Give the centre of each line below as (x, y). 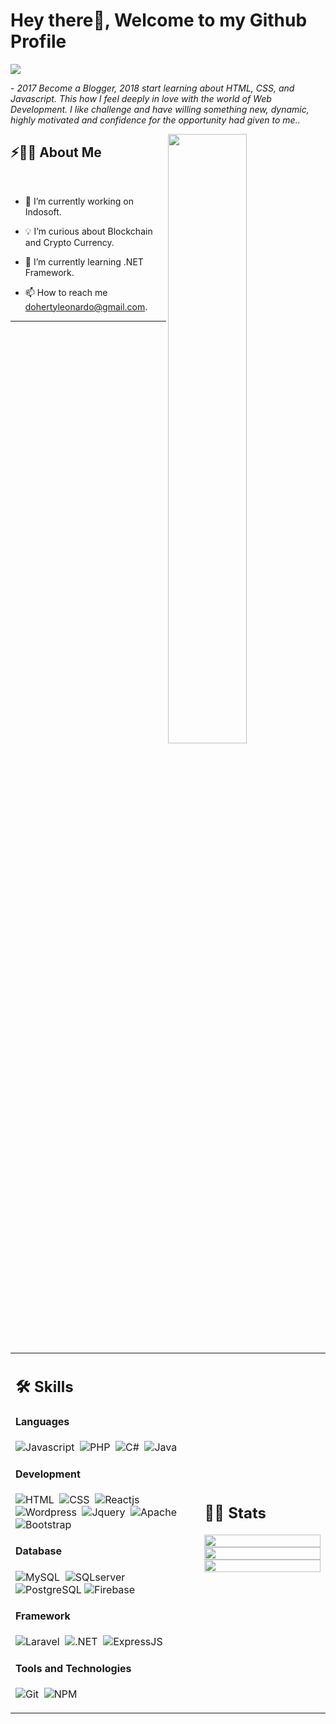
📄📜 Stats (235, 1513)
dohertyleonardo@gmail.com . (86, 306)
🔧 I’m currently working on (79, 201)
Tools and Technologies (73, 1668)
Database (39, 1551)
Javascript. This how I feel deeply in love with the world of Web (141, 98)
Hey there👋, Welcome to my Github (159, 20)
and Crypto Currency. (69, 242)
